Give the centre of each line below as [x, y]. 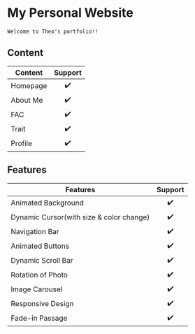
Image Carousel [37, 289]
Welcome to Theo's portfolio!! [53, 31]
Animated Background [47, 203]
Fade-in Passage [39, 318]
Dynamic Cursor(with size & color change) [80, 217]
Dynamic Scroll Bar [42, 261]
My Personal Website [71, 13]
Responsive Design [42, 304]
